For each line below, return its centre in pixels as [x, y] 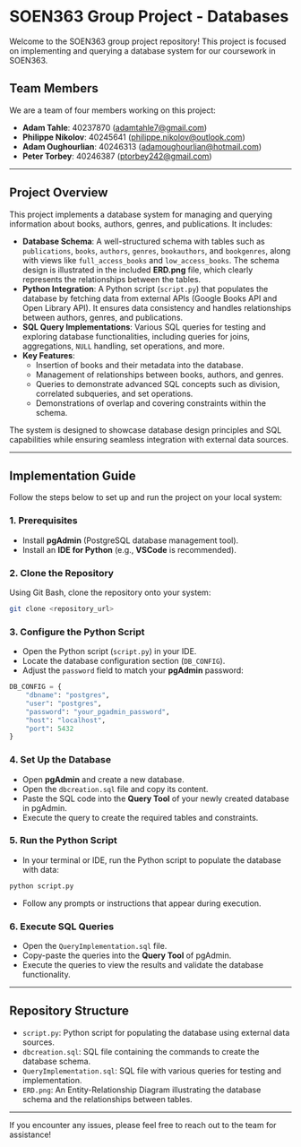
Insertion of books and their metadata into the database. [139, 365]
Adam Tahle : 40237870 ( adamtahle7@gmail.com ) [115, 127]
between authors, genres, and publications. [103, 317]
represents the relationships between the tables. [112, 279]
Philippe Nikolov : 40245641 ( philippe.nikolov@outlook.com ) [133, 137]
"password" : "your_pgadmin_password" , [98, 711]
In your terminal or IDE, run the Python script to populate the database [152, 860]
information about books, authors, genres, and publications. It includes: [141, 224]
